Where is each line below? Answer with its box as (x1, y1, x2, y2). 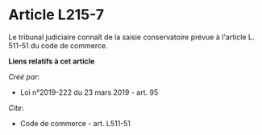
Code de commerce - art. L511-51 (19, 118, 131, 128)
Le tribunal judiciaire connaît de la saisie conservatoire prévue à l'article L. (8, 32, 255, 42)
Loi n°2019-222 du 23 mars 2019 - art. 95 (19, 87, 159, 97)
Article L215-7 (8, 6, 105, 24)
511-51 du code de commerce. (8, 40, 108, 50)
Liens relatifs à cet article (8, 56, 95, 66)
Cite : (8, 103, 24, 112)
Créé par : (8, 72, 40, 81)
